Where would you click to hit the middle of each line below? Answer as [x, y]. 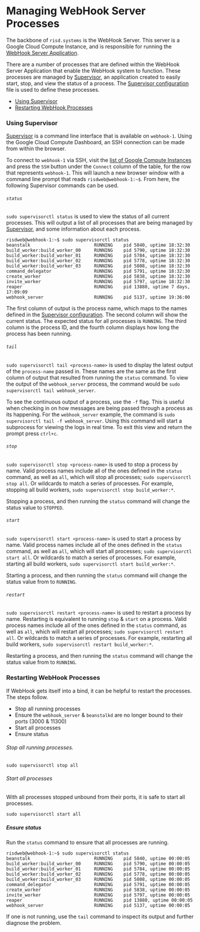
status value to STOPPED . [35, 507]
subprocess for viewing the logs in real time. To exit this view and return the [99, 427]
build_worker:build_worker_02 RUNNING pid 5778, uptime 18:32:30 [98, 261]
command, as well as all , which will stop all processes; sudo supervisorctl [99, 477]
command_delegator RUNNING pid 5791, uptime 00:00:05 [98, 884]
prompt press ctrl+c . [32, 433]
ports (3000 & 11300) [40, 721]
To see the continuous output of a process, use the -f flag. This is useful [95, 402]
